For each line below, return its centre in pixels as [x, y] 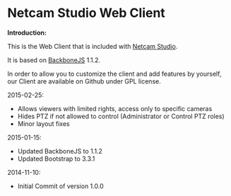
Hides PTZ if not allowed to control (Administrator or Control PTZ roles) [121, 116]
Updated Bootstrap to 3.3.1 [56, 158]
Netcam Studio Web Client [87, 13]
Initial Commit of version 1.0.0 [60, 186]
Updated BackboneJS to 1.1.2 [60, 151]
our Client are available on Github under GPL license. [84, 81]
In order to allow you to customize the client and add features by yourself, [114, 74]
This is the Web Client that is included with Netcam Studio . [93, 46]
